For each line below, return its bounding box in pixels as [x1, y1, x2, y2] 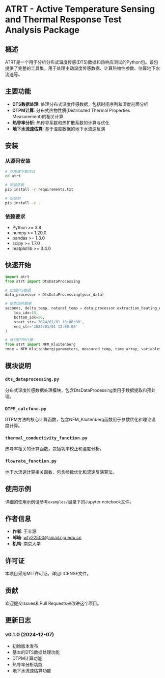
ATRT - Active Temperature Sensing [5, 3, 155, 15]
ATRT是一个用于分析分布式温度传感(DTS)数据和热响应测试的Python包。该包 [5, 59, 159, 65]
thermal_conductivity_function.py [5, 435, 87, 441]
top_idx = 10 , [14, 310, 38, 315]
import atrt [5, 274, 29, 279]
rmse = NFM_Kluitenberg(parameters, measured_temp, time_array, [5, 347, 139, 352]
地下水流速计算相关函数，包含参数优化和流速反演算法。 [5, 469, 117, 475]
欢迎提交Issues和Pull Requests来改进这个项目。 [5, 600, 102, 606]
